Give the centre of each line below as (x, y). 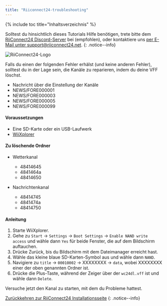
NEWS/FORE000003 (34, 95)
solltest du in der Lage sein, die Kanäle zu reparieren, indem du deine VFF (81, 70)
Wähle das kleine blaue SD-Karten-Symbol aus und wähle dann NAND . (84, 257)
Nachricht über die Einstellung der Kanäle (55, 85)
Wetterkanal (25, 157)
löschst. (13, 75)
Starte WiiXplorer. (31, 230)
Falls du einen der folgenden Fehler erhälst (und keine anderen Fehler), (78, 64)
